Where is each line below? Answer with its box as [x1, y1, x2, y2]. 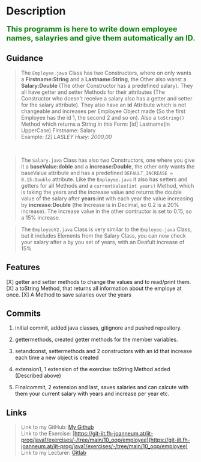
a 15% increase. [20, 214, 61, 221]
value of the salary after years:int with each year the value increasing [20, 194, 194, 202]
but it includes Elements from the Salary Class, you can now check [20, 232, 186, 239]
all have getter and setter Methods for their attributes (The [20, 88, 165, 96]
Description [6, 4, 66, 18]
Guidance [6, 53, 43, 64]
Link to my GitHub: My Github [20, 423, 94, 431]
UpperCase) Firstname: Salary [20, 126, 96, 134]
